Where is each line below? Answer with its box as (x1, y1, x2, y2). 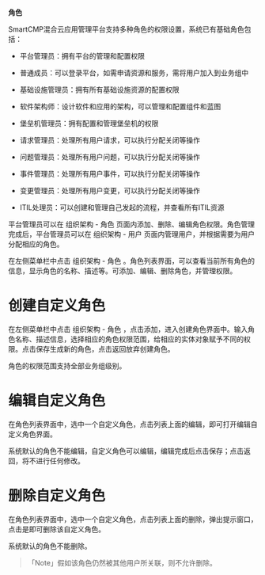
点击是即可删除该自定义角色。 (8, 524, 105, 534)
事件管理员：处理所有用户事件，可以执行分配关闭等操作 (19, 169, 200, 178)
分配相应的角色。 (8, 239, 64, 249)
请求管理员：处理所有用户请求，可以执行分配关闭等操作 (19, 135, 200, 145)
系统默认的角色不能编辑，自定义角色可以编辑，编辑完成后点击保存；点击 (8, 446, 244, 455)
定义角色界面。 (8, 429, 57, 439)
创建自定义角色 (8, 297, 106, 315)
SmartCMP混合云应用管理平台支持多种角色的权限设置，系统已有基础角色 (8, 25, 244, 34)
